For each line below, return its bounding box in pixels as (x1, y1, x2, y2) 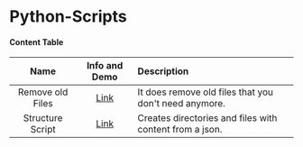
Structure (23, 112, 63, 124)
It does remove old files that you (137, 86, 273, 98)
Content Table (9, 36, 64, 47)
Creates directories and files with (137, 112, 278, 124)
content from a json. (137, 124, 223, 136)
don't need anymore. (137, 97, 225, 110)
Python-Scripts (9, 6, 128, 27)
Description (137, 65, 189, 78)
